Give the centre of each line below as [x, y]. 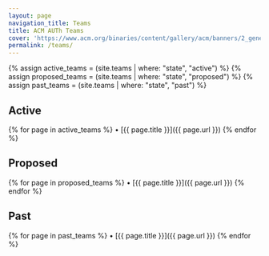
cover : [19, 38]
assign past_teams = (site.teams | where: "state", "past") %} [108, 86]
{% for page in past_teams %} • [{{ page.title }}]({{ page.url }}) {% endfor [130, 235]
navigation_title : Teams [50, 23]
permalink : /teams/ [41, 46]
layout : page [30, 16]
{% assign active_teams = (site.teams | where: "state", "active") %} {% [125, 68]
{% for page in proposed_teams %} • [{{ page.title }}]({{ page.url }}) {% [126, 182]
